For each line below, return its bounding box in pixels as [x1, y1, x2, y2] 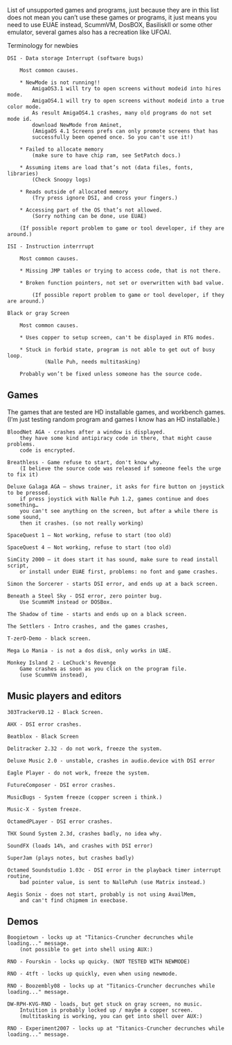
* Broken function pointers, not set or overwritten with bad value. [19, 280, 225, 287]
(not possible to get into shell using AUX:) [19, 946, 154, 953]
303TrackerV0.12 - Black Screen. [7, 708, 104, 715]
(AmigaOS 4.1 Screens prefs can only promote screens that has [32, 128, 218, 135]
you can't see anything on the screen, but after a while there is [19, 507, 218, 514]
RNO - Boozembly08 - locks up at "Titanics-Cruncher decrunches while [7, 983, 215, 989]
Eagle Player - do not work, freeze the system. [7, 770, 150, 776]
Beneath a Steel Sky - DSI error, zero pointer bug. [7, 593, 163, 600]
